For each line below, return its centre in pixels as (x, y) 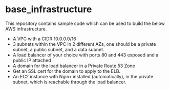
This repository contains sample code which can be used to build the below (85, 23)
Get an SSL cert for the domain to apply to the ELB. (67, 71)
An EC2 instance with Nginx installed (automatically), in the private (83, 76)
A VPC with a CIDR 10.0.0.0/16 (45, 39)
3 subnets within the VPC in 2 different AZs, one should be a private (84, 44)
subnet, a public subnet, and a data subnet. (58, 49)
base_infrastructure (49, 9)
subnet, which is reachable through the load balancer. (69, 82)
